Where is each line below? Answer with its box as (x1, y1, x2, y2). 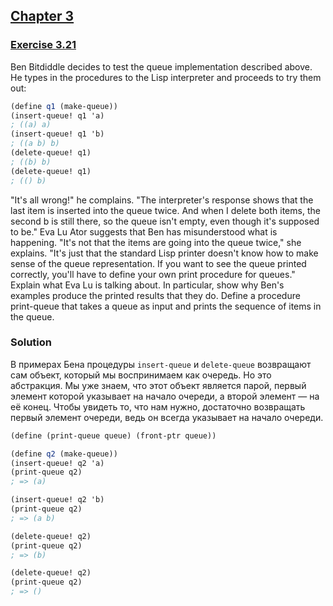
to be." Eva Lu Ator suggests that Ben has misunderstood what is (10, 225, 278, 238)
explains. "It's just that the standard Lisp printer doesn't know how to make (10, 247, 319, 259)
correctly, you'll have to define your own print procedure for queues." (10, 268, 296, 280)
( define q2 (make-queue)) (10, 449, 118, 459)
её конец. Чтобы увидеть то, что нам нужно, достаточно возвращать (10, 400, 306, 413)
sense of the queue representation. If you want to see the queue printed (10, 257, 307, 269)
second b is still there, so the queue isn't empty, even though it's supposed (10, 215, 320, 227)
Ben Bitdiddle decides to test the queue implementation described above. (10, 60, 313, 73)
